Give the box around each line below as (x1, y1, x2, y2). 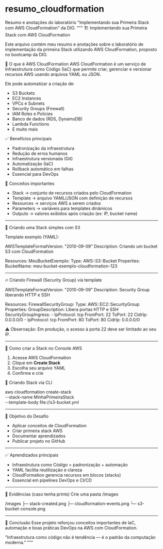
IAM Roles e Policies (12, 111, 53, 116)
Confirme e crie (12, 370, 44, 376)
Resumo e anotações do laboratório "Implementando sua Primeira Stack (5, 19, 149, 25)
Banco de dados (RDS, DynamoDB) (12, 116, 83, 122)
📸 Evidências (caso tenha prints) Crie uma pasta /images (5, 491, 119, 497)
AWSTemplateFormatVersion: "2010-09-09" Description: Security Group (5, 286, 150, 292)
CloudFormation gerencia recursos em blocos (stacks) (12, 472, 121, 478)
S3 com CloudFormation (5, 249, 54, 254)
